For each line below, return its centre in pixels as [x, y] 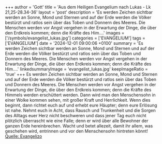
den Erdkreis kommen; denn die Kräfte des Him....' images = [65, 33]
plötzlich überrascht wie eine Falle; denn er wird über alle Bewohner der [77, 121]
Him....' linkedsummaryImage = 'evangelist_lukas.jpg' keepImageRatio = [77, 69]
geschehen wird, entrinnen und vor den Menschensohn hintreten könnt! [77, 131]
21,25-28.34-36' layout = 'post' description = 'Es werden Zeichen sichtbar [79, 12]
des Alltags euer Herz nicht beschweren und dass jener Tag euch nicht [76, 116]
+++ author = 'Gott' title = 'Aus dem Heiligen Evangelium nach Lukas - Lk [78, 7]
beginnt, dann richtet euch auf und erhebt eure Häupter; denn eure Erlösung [81, 105]
